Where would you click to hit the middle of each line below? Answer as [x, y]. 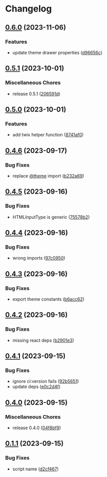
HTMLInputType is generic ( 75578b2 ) [51, 217]
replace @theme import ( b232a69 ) [48, 176]
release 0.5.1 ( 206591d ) [36, 94]
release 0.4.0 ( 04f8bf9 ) [36, 428]
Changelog [28, 9]
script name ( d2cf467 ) [35, 469]
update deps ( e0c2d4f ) [36, 387]
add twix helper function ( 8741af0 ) [48, 135]
